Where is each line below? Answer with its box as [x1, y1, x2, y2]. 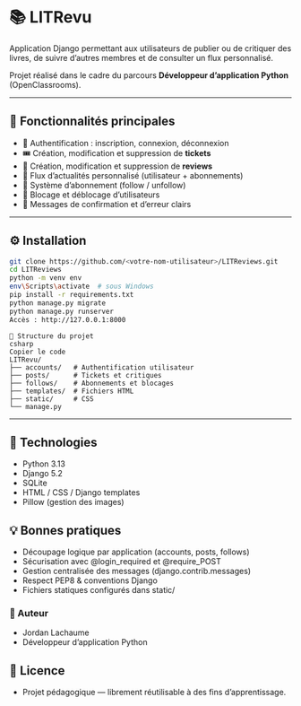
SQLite [21, 477, 47, 489]
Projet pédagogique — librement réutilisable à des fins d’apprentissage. [21, 687, 287, 698]
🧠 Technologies [9, 434, 98, 449]
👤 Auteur [9, 607, 49, 620]
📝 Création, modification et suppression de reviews [21, 161, 213, 171]
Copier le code [9, 347, 66, 356]
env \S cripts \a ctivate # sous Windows [9, 282, 154, 292]
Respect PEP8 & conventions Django [21, 575, 159, 586]
